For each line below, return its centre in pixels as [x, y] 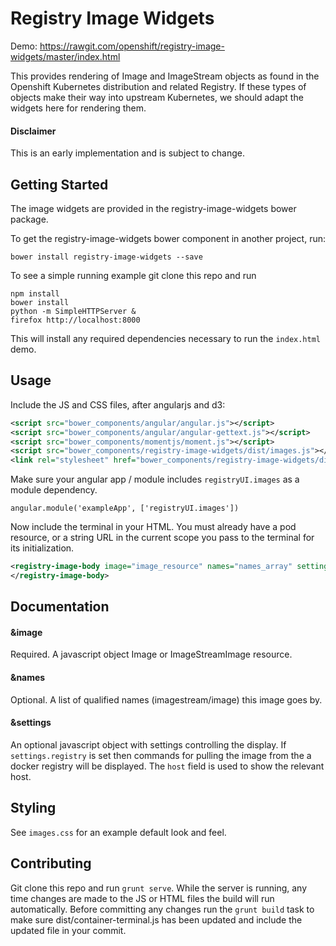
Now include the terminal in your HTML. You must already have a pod [153, 527]
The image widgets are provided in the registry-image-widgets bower [153, 208]
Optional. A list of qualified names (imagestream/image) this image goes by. [166, 699]
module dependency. [54, 490]
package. [29, 219]
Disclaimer [33, 131]
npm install [35, 293]
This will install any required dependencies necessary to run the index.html [166, 338]
